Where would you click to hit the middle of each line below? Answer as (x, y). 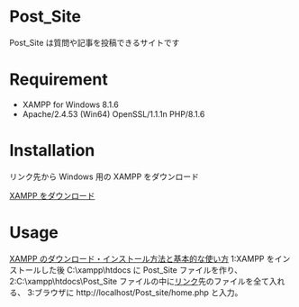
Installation (52, 151)
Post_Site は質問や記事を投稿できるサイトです (95, 42)
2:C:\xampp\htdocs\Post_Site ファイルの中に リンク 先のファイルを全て (140, 281)
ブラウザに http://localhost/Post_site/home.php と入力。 (139, 292)
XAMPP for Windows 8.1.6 (71, 104)
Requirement (59, 80)
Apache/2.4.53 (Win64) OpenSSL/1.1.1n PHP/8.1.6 (113, 113)
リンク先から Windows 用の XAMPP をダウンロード (104, 176)
